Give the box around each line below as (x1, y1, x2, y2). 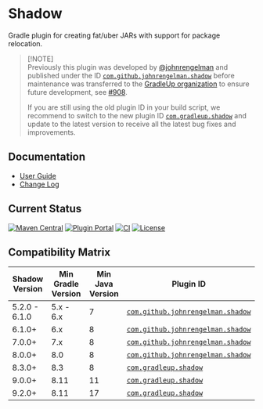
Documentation (8, 150, 86, 164)
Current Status (8, 202, 82, 215)
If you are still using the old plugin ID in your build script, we (27, 103, 221, 112)
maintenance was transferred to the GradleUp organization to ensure (27, 79, 250, 89)
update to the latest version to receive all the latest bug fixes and (27, 119, 236, 128)
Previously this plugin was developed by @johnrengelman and (27, 62, 229, 71)
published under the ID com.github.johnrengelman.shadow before (27, 71, 235, 80)
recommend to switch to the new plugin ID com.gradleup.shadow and (27, 110, 247, 120)
